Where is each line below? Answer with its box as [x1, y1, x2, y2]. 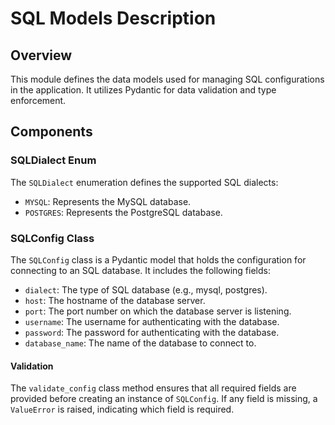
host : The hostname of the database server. [24, 294, 206, 306]
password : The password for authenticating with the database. [24, 326, 280, 338]
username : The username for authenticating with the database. [24, 315, 280, 327]
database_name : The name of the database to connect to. [24, 337, 257, 349]
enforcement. [10, 95, 67, 106]
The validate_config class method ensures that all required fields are [10, 382, 297, 394]
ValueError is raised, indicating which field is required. [10, 403, 235, 416]
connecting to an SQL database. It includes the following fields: [10, 264, 271, 276]
